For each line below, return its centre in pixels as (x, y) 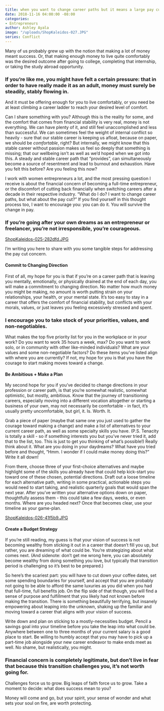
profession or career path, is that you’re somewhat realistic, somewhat (76, 390)
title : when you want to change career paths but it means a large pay (79, 10)
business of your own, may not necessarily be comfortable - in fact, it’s (76, 406)
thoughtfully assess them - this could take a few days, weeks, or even (75, 498)
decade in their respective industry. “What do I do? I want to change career (81, 194)
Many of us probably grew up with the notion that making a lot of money (78, 51)
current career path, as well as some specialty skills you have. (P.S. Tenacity (82, 431)
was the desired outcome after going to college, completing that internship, (81, 61)
